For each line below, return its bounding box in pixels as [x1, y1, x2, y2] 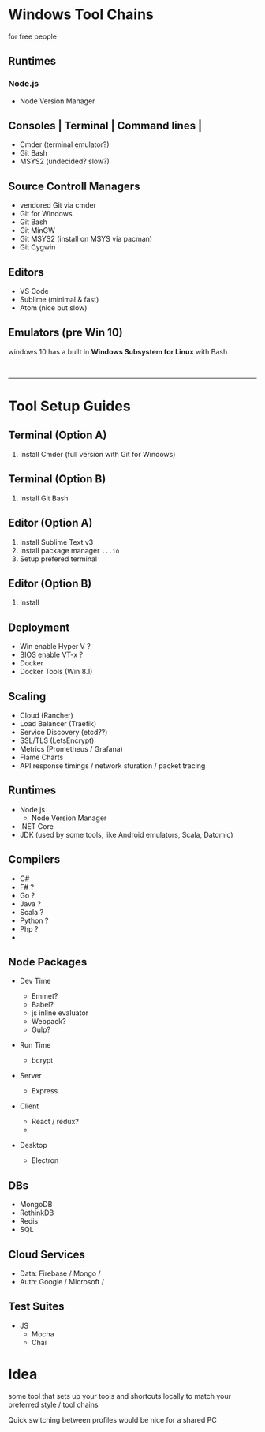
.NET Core [19, 821, 54, 830]
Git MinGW [19, 226, 55, 235]
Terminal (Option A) [8, 429, 107, 442]
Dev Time [19, 977, 51, 986]
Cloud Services [8, 1247, 85, 1261]
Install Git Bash [19, 493, 69, 503]
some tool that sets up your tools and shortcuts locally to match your [8, 1391, 231, 1400]
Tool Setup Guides [8, 397, 132, 415]
